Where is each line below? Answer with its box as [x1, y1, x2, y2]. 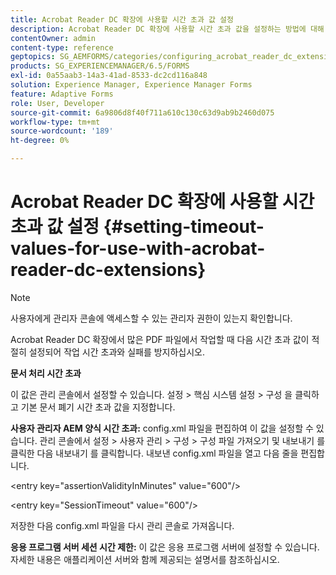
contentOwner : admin [10, 33, 97, 43]
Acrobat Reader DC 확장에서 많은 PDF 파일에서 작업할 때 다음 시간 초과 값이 [10, 333, 310, 345]
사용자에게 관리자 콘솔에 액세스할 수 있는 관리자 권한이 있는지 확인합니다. [10, 312, 293, 324]
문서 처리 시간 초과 [10, 367, 82, 379]
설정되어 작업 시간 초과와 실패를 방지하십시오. [28, 346, 206, 358]
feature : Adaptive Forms [10, 89, 114, 99]
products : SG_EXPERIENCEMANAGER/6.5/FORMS [10, 61, 190, 71]
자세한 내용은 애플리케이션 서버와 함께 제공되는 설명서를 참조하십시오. [10, 553, 280, 565]
